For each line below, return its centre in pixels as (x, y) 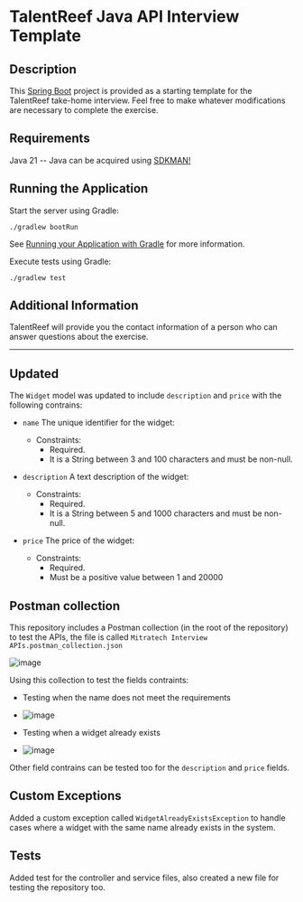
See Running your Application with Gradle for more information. (127, 244)
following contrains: (46, 405)
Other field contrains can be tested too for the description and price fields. (150, 768)
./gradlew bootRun (44, 227)
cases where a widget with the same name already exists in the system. (143, 827)
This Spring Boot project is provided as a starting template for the (131, 91)
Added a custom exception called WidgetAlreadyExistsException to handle (147, 817)
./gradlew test (38, 277)
